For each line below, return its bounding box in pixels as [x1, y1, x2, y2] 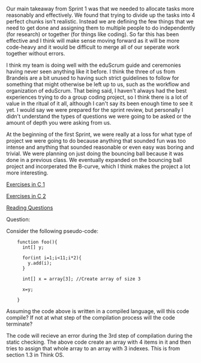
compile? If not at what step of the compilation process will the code [6, 314, 175, 321]
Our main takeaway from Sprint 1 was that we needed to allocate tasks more [6, 5, 194, 12]
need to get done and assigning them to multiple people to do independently [6, 24, 196, 31]
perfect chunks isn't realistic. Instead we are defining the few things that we [6, 18, 194, 25]
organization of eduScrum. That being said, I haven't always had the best [6, 87, 187, 94]
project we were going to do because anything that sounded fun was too [6, 137, 186, 144]
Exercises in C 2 [6, 193, 46, 199]
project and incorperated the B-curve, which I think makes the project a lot [6, 163, 191, 170]
